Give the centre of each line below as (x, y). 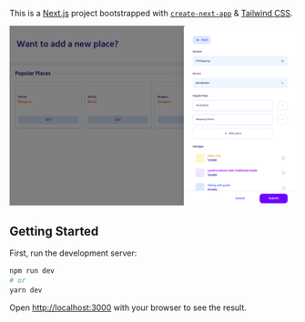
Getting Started (54, 231)
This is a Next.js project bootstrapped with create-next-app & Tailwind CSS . (151, 13)
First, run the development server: (73, 253)
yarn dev (26, 290)
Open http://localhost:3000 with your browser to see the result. (128, 307)
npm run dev (32, 271)
